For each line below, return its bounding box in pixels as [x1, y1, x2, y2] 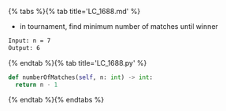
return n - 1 [15, 81, 58, 88]
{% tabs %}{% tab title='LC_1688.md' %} [8, 7, 141, 16]
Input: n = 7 [8, 37, 51, 45]
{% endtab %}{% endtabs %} [8, 95, 105, 104]
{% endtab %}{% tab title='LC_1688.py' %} [8, 58, 147, 67]
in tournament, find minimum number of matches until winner [19, 22, 219, 30]
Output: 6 [8, 44, 41, 52]
